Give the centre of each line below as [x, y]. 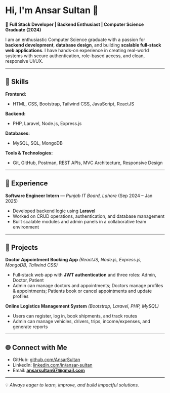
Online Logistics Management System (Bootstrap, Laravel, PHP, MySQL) [82, 306]
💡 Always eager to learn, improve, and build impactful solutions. [72, 385]
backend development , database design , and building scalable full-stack [83, 45]
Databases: [18, 133]
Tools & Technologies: [29, 153]
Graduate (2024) [23, 29]
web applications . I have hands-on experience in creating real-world [77, 50]
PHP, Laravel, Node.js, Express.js [47, 123]
